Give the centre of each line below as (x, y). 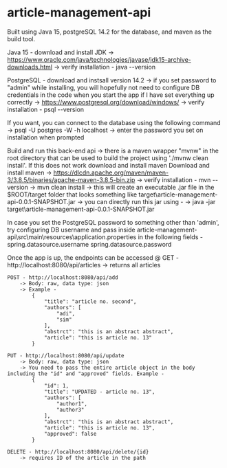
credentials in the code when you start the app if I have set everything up (111, 95)
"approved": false (70, 434)
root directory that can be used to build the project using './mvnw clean (108, 158)
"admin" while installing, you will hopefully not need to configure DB (104, 87)
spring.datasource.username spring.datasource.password (89, 244)
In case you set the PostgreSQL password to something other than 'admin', (113, 222)
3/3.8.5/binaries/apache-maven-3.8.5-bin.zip (71, 179)
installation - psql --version (46, 109)
